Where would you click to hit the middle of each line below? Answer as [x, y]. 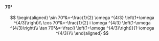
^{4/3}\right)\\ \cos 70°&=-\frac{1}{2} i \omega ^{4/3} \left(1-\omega [82, 23]
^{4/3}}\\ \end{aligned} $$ [82, 33]
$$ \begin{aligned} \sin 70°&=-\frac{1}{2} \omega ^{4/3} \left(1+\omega [82, 18]
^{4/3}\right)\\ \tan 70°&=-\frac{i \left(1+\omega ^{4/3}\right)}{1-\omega [82, 28]
